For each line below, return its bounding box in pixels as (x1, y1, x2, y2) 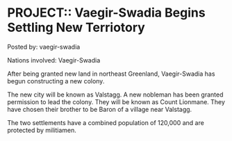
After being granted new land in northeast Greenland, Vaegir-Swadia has (7, 69, 215, 78)
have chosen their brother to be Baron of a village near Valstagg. (7, 105, 192, 113)
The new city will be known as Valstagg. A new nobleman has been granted (7, 90, 224, 99)
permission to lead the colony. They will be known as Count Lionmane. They (7, 97, 226, 106)
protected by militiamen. (7, 126, 76, 134)
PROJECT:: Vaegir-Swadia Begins (7, 5, 206, 21)
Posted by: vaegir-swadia (7, 42, 81, 51)
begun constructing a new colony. (7, 76, 105, 85)
